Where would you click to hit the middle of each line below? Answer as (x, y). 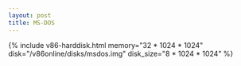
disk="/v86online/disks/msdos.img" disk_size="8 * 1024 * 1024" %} (121, 53)
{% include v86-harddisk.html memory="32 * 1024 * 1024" (106, 45)
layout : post (30, 15)
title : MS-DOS (32, 23)
